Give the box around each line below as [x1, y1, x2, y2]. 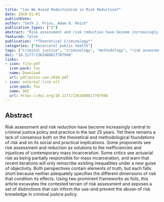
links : [5, 57, 19, 62]
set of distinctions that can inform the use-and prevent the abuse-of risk [5, 186, 151, 192]
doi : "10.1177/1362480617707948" [5, 52, 73, 57]
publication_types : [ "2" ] [5, 25, 58, 30]
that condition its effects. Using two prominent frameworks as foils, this [5, 176, 149, 182]
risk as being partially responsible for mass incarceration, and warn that [5, 155, 149, 161]
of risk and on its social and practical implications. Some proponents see [5, 140, 151, 146]
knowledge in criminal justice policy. [5, 191, 78, 197]
